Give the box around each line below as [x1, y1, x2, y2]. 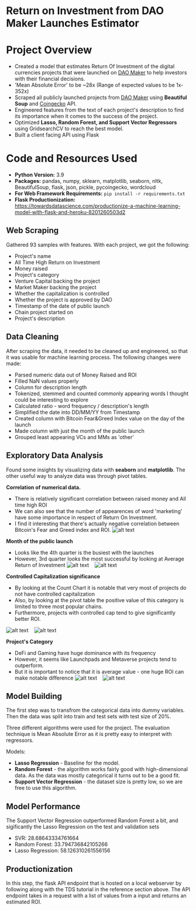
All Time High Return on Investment [14, 259, 101, 266]
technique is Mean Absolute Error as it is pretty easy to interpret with [6, 731, 172, 738]
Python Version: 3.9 [14, 171, 64, 178]
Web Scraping [6, 226, 59, 236]
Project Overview [6, 43, 92, 57]
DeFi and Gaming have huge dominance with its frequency [14, 649, 156, 656]
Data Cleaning [6, 332, 59, 342]
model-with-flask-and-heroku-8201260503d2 [14, 209, 126, 216]
